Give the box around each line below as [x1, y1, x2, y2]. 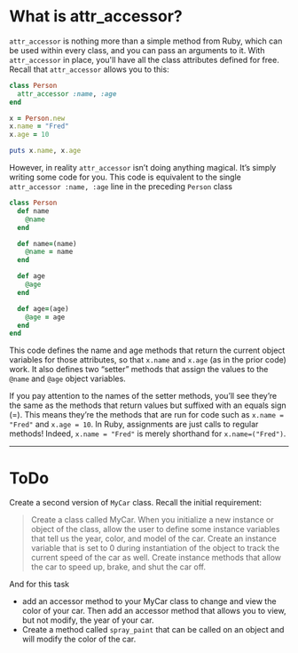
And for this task [9, 579, 69, 590]
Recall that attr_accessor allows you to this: [9, 64, 170, 75]
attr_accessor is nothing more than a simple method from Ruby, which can [9, 36, 283, 46]
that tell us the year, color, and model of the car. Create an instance [30, 533, 277, 544]
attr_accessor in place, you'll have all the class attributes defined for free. [9, 54, 279, 65]
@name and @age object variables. [9, 373, 126, 384]
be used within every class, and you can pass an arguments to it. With [9, 44, 265, 55]
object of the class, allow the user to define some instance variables [30, 524, 280, 535]
